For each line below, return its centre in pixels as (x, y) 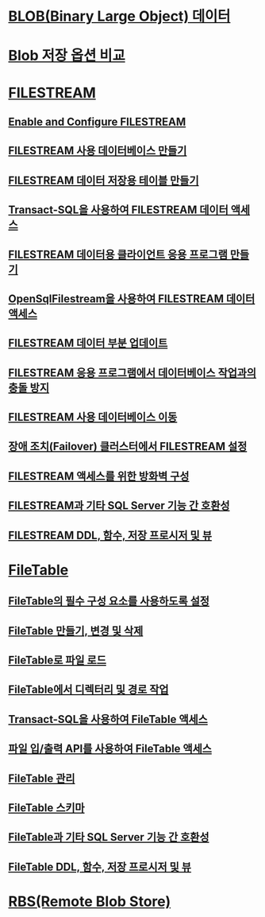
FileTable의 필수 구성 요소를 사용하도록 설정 (109, 601)
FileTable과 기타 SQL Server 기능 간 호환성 (109, 837)
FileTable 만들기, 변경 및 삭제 (76, 630)
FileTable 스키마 (46, 808)
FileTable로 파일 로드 (58, 660)
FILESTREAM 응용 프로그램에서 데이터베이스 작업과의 (132, 373)
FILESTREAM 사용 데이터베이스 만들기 (98, 151)
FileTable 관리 (42, 778)
